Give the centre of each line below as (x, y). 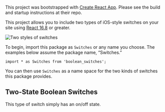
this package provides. (29, 76)
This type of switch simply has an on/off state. (53, 104)
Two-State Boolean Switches (51, 92)
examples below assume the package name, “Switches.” (63, 52)
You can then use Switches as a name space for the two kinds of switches (81, 71)
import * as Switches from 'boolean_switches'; (56, 62)
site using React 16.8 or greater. (38, 28)
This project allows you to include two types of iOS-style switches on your (82, 22)
